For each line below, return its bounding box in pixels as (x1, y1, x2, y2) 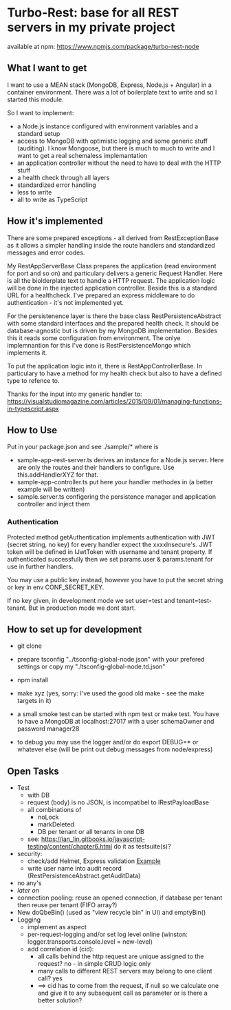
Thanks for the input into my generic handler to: (7, 390, 142, 398)
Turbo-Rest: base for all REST (7, 5, 179, 21)
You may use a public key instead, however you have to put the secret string (7, 575, 223, 584)
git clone (16, 642, 43, 650)
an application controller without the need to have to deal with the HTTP (16, 159, 221, 167)
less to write (16, 188, 52, 196)
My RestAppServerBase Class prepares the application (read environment (7, 261, 217, 270)
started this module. (7, 95, 64, 103)
